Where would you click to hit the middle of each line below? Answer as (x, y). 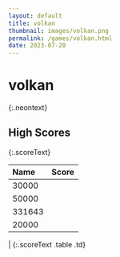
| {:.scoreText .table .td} (47, 244)
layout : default (35, 16)
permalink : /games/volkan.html (60, 38)
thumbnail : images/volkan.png (59, 31)
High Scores (39, 133)
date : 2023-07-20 (37, 46)
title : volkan (32, 23)
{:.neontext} (28, 108)
